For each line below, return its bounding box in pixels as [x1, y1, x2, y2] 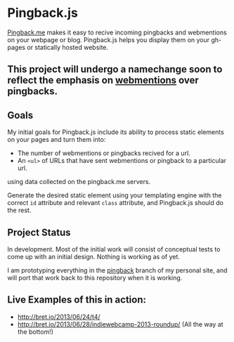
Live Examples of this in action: [7, 294, 146, 306]
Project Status [7, 226, 72, 238]
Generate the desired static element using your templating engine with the [7, 191, 222, 199]
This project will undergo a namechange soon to [7, 63, 223, 75]
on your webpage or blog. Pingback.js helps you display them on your [7, 35, 210, 44]
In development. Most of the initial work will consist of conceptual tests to [7, 244, 221, 254]
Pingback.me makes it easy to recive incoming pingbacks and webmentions [7, 28, 227, 37]
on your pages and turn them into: [7, 136, 106, 144]
